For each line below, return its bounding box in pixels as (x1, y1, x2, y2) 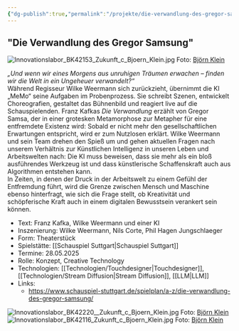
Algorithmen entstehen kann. (7, 168, 92, 176)
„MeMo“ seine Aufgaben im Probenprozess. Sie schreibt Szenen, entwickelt (7, 92, 230, 100)
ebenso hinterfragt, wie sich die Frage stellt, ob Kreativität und (7, 190, 191, 199)
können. (7, 205, 31, 214)
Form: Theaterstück (17, 234, 76, 242)
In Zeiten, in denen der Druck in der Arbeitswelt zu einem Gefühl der (7, 175, 208, 183)
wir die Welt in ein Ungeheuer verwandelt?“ (7, 77, 135, 85)
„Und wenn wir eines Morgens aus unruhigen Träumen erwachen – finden (7, 69, 225, 78)
